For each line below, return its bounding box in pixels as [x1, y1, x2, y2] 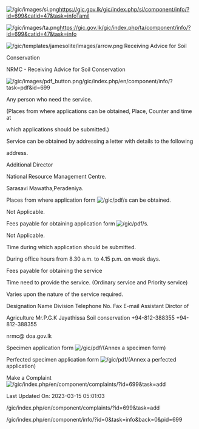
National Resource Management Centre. [6, 173, 107, 180]
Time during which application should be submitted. [6, 244, 137, 250]
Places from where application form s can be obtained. [6, 196, 171, 204]
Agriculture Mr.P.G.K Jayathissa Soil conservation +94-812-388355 [6, 314, 175, 321]
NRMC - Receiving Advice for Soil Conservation [6, 66, 126, 73]
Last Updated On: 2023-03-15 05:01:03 [6, 393, 105, 399]
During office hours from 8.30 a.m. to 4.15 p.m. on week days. [6, 255, 161, 263]
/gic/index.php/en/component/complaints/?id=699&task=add [6, 404, 160, 411]
